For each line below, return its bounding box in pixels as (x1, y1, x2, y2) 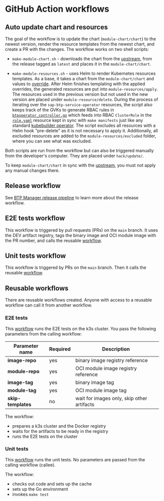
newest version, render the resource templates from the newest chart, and (5, 41, 155, 47)
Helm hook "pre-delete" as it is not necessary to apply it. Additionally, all (12, 128, 158, 133)
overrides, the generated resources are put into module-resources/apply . (12, 86, 158, 92)
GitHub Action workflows (5, 3, 110, 15)
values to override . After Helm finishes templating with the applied (12, 81, 145, 87)
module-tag (7, 387, 37, 394)
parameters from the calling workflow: (5, 331, 82, 336)
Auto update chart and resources (5, 23, 108, 31)
